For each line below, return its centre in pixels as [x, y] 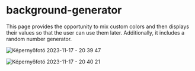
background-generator [64, 10]
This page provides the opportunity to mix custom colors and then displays [98, 26]
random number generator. [39, 39]
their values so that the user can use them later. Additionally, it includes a [95, 32]
